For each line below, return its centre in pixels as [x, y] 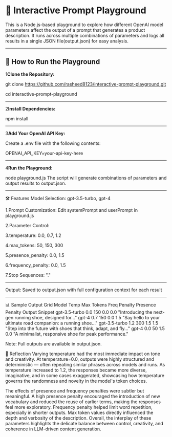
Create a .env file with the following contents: [53, 143]
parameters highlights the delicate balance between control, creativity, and [84, 423]
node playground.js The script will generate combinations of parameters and [86, 178]
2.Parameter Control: [27, 225]
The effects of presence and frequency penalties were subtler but [75, 390]
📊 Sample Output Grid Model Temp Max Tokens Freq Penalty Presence [81, 304]
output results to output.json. [36, 183]
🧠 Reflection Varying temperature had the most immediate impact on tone [83, 354]
